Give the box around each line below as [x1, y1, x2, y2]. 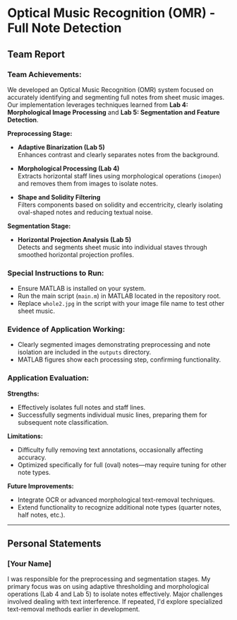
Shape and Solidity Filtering [17, 193, 101, 201]
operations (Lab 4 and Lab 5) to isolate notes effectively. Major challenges [7, 590, 224, 599]
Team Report [7, 48, 66, 60]
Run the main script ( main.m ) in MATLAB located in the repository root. [17, 292, 221, 300]
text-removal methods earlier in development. [7, 605, 140, 614]
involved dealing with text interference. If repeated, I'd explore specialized [7, 597, 223, 606]
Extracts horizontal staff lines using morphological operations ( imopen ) [17, 171, 222, 180]
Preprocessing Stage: [7, 129, 73, 137]
